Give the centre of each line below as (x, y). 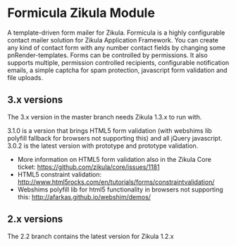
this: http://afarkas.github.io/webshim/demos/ (84, 197)
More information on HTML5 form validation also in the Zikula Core (114, 159)
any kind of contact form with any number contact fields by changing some (116, 47)
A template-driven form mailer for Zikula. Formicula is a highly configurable (116, 33)
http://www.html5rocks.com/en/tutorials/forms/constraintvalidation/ (116, 182)
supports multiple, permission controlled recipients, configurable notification (118, 62)
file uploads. (25, 77)
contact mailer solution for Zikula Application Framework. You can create (113, 40)
